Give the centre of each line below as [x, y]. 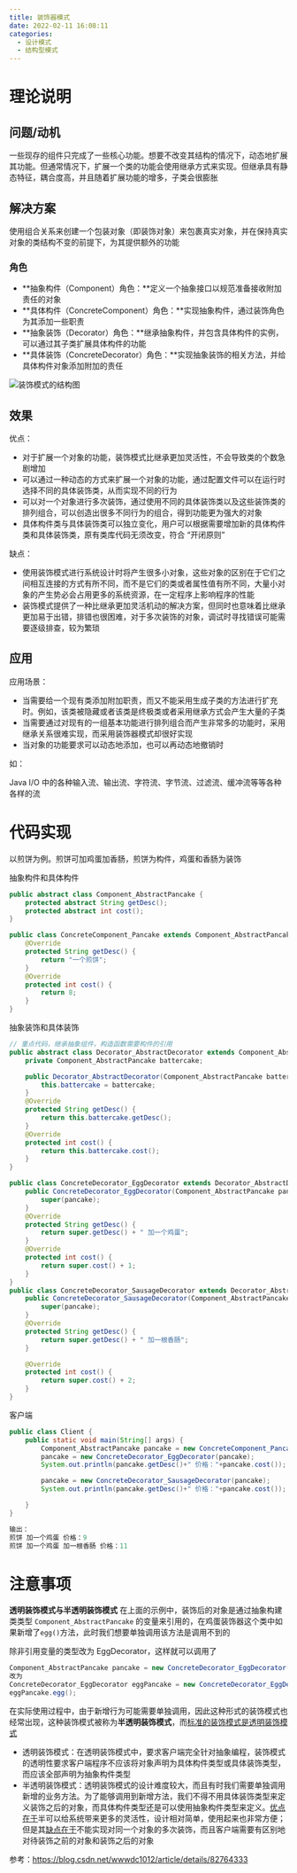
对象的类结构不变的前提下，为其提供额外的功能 [94, 242]
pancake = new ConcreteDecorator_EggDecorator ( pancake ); [148, 1456]
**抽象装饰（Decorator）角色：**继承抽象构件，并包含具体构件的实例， [152, 332]
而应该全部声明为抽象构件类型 [76, 1774]
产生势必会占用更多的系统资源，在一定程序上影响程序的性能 [146, 595]
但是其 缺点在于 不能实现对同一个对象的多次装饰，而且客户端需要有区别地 [153, 1829]
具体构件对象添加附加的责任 [72, 366]
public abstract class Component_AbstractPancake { [106, 894]
